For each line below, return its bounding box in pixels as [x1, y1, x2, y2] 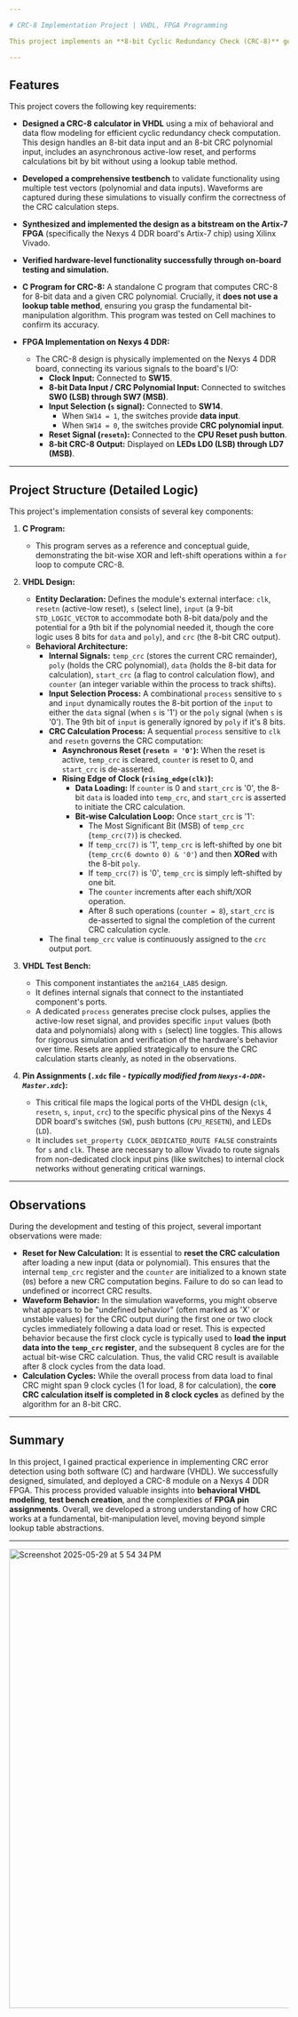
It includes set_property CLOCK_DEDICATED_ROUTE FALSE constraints [35, 1135, 278, 1146]
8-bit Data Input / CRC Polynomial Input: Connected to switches [48, 382, 286, 393]
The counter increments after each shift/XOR [88, 886, 252, 898]
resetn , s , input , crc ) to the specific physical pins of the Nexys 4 [35, 1107, 272, 1117]
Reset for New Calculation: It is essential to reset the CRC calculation [21, 1247, 280, 1258]
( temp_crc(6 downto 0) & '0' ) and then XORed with [88, 849, 278, 860]
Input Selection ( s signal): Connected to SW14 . [48, 401, 223, 412]
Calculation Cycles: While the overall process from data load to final [21, 1370, 273, 1381]
